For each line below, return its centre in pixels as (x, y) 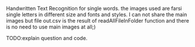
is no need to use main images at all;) (51, 27)
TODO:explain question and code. (47, 38)
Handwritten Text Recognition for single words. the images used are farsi (94, 8)
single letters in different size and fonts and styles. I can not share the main (97, 15)
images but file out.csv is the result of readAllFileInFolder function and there (97, 21)
